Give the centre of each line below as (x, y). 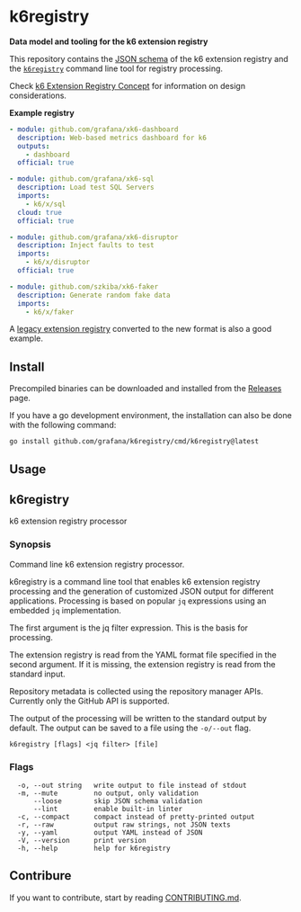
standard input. (37, 674)
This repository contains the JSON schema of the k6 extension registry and (149, 58)
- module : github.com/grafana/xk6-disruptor (94, 237)
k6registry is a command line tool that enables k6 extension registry (135, 581)
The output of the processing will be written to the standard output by (138, 718)
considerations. (38, 95)
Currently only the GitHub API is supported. (89, 701)
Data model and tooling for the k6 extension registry (109, 41)
